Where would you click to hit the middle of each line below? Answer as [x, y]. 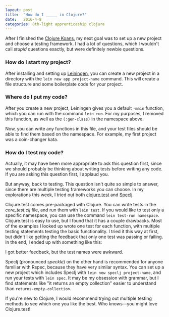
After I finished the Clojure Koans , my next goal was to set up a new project [83, 38]
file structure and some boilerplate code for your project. [64, 84]
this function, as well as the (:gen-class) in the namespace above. [74, 119]
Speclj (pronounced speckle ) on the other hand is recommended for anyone [84, 262]
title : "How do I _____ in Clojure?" [46, 15]
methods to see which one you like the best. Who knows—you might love [81, 304]
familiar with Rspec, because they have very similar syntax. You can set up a [85, 267]
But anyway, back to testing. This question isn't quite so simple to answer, [82, 184]
